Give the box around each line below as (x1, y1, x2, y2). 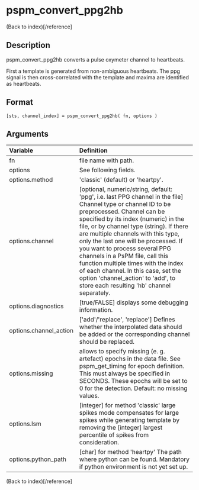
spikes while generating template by (79, 416, 179, 424)
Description (6, 40, 50, 50)
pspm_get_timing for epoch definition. (79, 362, 185, 370)
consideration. (79, 439, 120, 447)
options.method (9, 176, 53, 184)
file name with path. (79, 156, 134, 165)
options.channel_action (9, 327, 74, 335)
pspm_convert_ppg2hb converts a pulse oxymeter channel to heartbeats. (6, 56, 185, 63)
